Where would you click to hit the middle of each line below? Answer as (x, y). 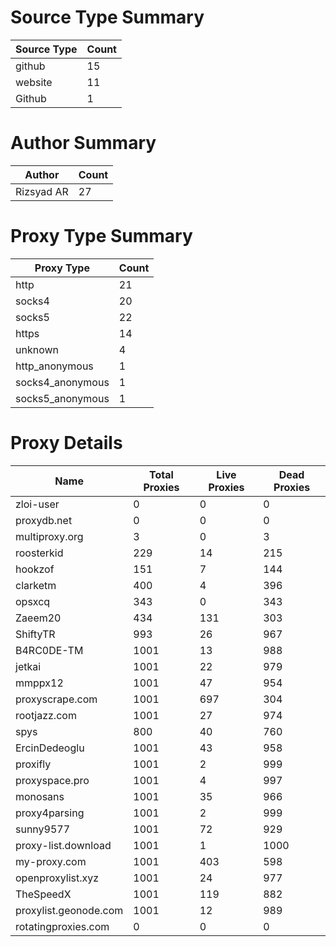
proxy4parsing (50, 813)
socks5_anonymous (62, 398)
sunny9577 (43, 829)
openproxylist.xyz (57, 878)
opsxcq (33, 601)
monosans (40, 796)
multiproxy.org (49, 536)
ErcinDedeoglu (50, 748)
